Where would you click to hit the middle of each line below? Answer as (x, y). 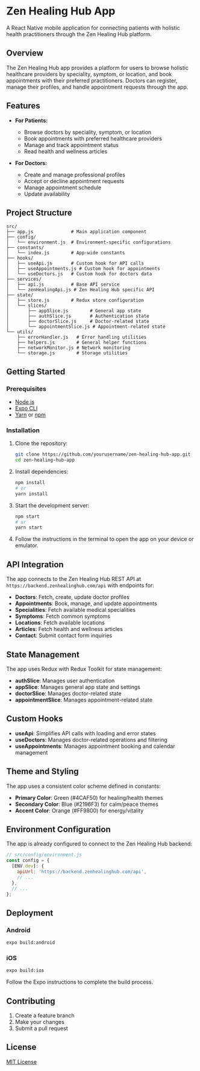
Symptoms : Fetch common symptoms (62, 617)
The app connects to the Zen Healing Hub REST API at (74, 579)
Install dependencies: (42, 472)
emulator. (27, 545)
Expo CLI (26, 409)
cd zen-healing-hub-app (45, 460)
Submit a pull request (41, 1028)
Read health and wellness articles (66, 151)
